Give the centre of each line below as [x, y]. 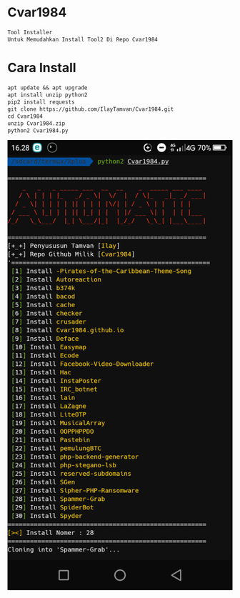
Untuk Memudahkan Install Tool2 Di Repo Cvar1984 [83, 39]
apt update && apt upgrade [47, 88]
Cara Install [42, 68]
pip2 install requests [41, 102]
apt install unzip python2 [47, 95]
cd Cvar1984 [25, 116]
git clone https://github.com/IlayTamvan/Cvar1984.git [91, 109]
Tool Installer [30, 32]
